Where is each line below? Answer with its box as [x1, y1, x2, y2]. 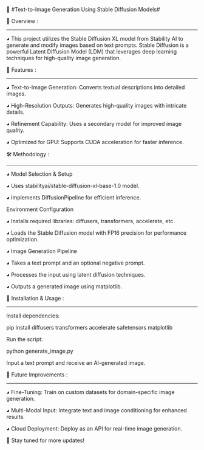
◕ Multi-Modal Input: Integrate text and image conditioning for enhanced [6, 407, 187, 414]
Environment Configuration [6, 206, 74, 213]
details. [6, 108, 25, 116]
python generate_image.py [6, 347, 74, 355]
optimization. [6, 236, 39, 243]
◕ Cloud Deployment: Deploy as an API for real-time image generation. [6, 425, 183, 432]
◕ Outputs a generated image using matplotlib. [6, 283, 123, 290]
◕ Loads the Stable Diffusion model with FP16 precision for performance [6, 229, 187, 237]
